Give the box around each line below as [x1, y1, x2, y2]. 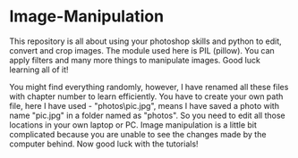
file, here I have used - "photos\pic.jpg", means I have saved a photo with [9, 100, 280, 111]
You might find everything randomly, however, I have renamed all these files [9, 81, 289, 92]
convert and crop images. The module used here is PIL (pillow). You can [9, 45, 275, 55]
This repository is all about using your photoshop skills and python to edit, [9, 36, 282, 46]
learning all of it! [9, 64, 69, 75]
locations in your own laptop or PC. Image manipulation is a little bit [9, 119, 258, 130]
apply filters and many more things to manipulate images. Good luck [9, 54, 261, 65]
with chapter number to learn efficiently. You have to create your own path [9, 91, 284, 102]
